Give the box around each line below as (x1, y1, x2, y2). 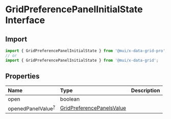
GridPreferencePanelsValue (60, 105, 127, 112)
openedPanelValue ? (8, 104, 55, 112)
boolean (60, 96, 80, 103)
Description (131, 87, 160, 94)
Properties (5, 72, 40, 81)
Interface (5, 14, 45, 26)
